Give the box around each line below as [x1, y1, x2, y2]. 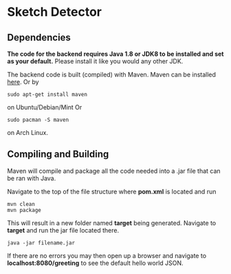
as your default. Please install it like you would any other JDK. [7, 57, 184, 65]
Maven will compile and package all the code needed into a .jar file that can [7, 167, 221, 175]
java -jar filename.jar [7, 239, 76, 246]
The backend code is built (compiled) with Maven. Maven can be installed [7, 70, 217, 78]
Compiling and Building [7, 149, 109, 160]
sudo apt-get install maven [7, 91, 88, 98]
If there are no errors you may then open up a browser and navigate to [7, 251, 207, 260]
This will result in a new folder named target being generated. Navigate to [7, 218, 217, 227]
